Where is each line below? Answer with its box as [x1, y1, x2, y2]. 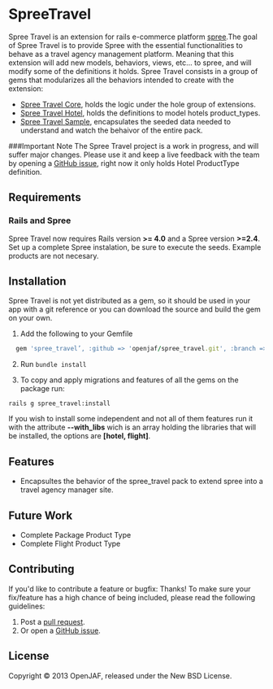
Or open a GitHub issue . [19, 626, 102, 635]
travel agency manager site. [19, 485, 114, 495]
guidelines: [8, 601, 45, 611]
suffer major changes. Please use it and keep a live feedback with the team [8, 150, 260, 159]
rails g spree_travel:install [8, 399, 111, 408]
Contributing [8, 562, 75, 576]
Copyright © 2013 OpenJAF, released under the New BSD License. [8, 670, 232, 680]
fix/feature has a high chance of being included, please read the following [8, 592, 256, 602]
